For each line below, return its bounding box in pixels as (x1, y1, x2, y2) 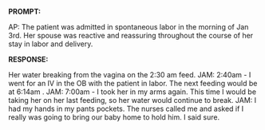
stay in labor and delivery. (8, 39, 93, 49)
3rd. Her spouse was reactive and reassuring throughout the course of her (8, 31, 254, 40)
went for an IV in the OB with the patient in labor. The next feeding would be (8, 79, 258, 88)
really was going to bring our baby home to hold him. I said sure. (8, 112, 220, 122)
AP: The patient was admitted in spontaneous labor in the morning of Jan (8, 22, 249, 31)
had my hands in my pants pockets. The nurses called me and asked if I (8, 104, 244, 113)
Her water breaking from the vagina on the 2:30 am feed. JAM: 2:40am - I (8, 70, 251, 79)
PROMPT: (8, 7, 42, 16)
